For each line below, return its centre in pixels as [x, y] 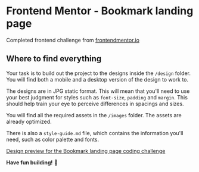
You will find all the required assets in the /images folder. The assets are [94, 115]
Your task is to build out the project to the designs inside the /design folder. [98, 73]
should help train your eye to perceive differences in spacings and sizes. [95, 104]
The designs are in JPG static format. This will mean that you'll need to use [98, 91]
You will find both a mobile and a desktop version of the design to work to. [97, 79]
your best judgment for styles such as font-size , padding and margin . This [97, 97]
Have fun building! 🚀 [32, 162]
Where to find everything [54, 59]
